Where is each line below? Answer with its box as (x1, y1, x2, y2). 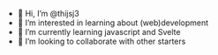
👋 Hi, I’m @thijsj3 (17, 9, 79, 18)
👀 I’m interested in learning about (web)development (17, 17, 209, 28)
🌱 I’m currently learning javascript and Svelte (17, 27, 181, 37)
